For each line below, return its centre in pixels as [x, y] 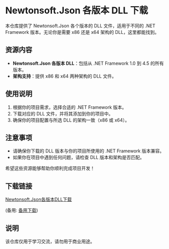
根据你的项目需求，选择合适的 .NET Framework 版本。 [69, 107]
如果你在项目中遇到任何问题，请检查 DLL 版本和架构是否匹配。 [78, 158]
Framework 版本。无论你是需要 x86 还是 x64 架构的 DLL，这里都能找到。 [82, 32]
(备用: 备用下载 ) [22, 210]
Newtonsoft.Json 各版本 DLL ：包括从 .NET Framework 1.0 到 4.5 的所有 [88, 63]
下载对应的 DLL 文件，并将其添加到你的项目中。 [63, 113]
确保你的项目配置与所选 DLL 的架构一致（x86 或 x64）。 [71, 120]
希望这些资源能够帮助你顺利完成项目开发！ [50, 168]
